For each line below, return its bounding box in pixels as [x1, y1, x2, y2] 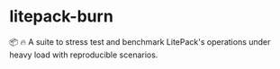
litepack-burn [9, 6, 114, 27]
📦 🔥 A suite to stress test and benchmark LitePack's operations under [9, 36, 271, 47]
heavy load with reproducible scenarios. [9, 49, 158, 60]
